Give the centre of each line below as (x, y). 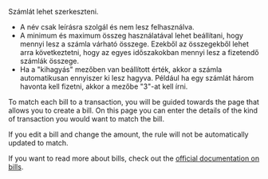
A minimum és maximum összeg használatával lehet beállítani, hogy (131, 36)
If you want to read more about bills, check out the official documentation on (134, 158)
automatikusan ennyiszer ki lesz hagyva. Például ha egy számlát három (137, 78)
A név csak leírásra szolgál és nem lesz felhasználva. (107, 27)
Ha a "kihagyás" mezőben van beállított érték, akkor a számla (121, 70)
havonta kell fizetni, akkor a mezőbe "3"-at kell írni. (104, 86)
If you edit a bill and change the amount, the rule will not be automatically (128, 134)
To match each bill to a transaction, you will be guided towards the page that (134, 102)
